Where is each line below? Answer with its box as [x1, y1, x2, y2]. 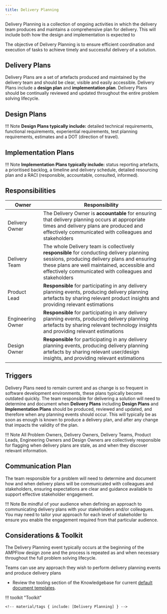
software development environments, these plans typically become [5, 390, 143, 396]
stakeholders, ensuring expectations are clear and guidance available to [5, 486, 153, 492]
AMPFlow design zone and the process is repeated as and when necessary [5, 550, 160, 556]
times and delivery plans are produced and [43, 222, 143, 229]
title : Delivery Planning [5, 7, 59, 12]
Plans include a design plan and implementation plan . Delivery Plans [5, 85, 148, 91]
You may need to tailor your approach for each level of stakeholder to [5, 511, 148, 517]
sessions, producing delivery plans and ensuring [43, 255, 157, 262]
